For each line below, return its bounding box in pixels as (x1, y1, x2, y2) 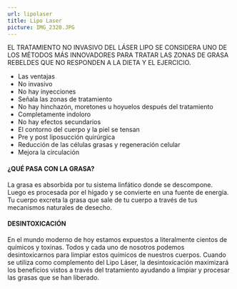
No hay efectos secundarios (17, 118, 101, 126)
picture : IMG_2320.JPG (7, 24, 75, 31)
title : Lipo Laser (7, 17, 62, 24)
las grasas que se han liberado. (7, 273, 100, 282)
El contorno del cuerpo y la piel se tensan (17, 126, 141, 134)
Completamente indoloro (17, 110, 91, 118)
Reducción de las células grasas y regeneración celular (17, 141, 181, 149)
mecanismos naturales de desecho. (7, 203, 113, 211)
